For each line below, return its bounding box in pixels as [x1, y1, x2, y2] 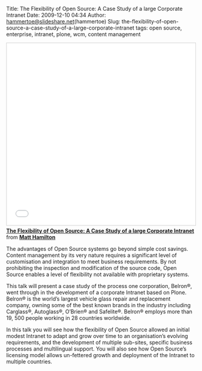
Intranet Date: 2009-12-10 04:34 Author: [6, 11, 106, 19]
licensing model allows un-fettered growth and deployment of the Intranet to [6, 352, 195, 358]
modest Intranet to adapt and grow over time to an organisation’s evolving [6, 333, 188, 339]
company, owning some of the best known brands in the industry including [6, 302, 191, 308]
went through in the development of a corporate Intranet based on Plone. [6, 289, 187, 296]
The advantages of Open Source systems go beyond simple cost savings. [6, 245, 189, 252]
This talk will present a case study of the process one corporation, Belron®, [6, 283, 192, 289]
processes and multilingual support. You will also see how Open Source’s [6, 345, 187, 352]
